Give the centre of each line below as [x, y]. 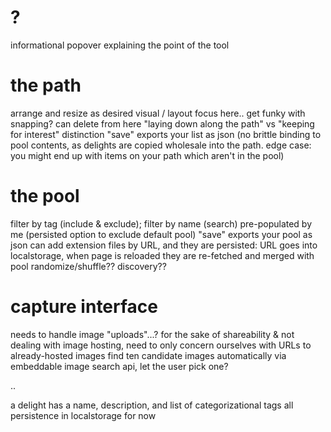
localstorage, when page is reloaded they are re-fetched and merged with [162, 255]
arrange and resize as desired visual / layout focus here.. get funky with [158, 113]
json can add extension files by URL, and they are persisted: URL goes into [164, 245]
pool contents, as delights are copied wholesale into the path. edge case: [161, 145]
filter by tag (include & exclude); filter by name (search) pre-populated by [161, 223]
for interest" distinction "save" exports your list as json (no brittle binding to [166, 134]
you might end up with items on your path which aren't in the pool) [147, 155]
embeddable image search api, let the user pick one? [119, 366]
